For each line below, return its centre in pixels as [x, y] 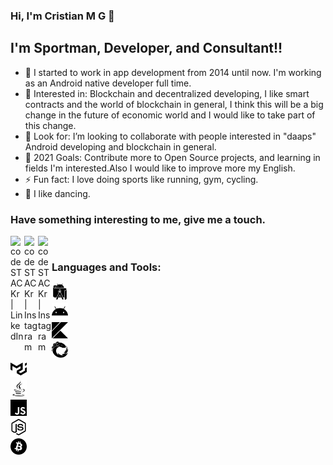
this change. [50, 125]
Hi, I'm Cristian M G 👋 [62, 16]
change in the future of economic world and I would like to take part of [170, 115]
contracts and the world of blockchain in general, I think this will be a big [174, 104]
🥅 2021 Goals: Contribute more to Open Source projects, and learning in [172, 157]
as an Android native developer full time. [108, 83]
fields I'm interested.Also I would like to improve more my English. [160, 168]
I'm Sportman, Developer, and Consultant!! [146, 48]
